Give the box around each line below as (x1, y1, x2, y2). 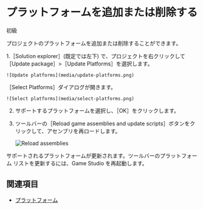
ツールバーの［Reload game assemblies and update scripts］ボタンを (15, 119, 190, 127)
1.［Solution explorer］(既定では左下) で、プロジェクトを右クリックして (6, 52, 185, 59)
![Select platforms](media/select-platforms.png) (6, 95, 135, 102)
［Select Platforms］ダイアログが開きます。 (6, 83, 117, 91)
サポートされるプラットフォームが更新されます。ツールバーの (6, 152, 160, 159)
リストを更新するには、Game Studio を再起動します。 (13, 159, 148, 167)
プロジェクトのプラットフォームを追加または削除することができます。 (6, 39, 182, 47)
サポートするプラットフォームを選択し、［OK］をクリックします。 (15, 107, 180, 114)
